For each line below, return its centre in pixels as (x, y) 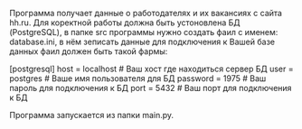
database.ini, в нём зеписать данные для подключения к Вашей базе (142, 41)
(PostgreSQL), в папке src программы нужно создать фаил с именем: (144, 32)
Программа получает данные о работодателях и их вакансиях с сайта (146, 13)
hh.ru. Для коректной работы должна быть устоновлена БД (125, 23)
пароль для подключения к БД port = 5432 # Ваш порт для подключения (151, 88)
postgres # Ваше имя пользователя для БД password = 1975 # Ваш (138, 78)
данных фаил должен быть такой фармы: (89, 51)
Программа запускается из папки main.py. (92, 115)
